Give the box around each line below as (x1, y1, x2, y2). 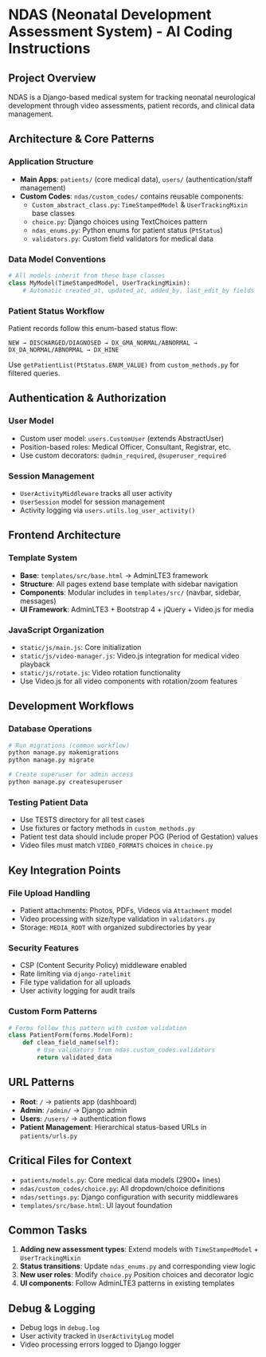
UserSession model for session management (19, 497, 166, 506)
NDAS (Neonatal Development (8, 6, 212, 24)
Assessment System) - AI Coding (8, 22, 233, 41)
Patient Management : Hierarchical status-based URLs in (19, 1122, 207, 1131)
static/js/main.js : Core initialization (19, 642, 142, 651)
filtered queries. (8, 368, 61, 378)
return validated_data (37, 1054, 112, 1062)
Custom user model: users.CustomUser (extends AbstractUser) (19, 433, 225, 443)
